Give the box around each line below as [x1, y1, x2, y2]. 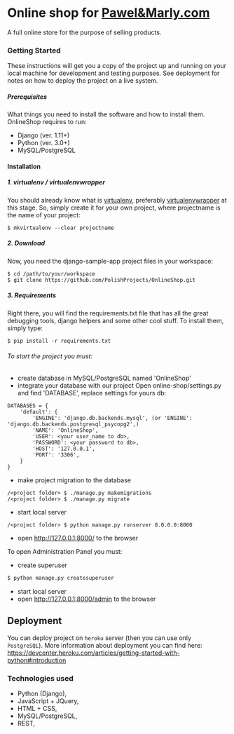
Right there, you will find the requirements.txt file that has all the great [7, 308, 209, 317]
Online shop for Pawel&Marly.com [7, 5, 210, 21]
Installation [7, 162, 41, 170]
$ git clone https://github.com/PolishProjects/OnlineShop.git [7, 276, 196, 283]
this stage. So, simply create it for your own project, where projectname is [7, 203, 221, 212]
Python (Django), [17, 689, 67, 698]
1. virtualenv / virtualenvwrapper [7, 178, 105, 186]
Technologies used [7, 673, 74, 683]
